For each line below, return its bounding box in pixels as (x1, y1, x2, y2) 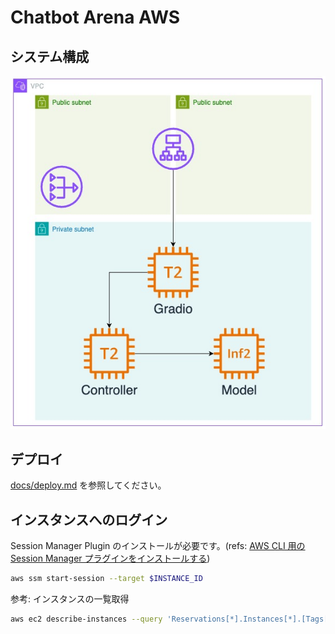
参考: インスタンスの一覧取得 (10, 593, 130, 605)
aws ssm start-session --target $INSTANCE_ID (10, 574, 203, 584)
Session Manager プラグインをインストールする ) (10, 552, 211, 565)
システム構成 (10, 48, 90, 65)
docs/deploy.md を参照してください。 (10, 479, 167, 491)
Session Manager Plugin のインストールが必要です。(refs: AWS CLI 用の (10, 540, 306, 552)
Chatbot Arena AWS (10, 6, 181, 29)
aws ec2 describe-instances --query (10, 614, 163, 625)
